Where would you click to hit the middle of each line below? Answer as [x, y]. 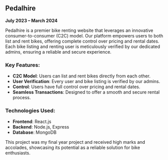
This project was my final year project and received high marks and [75, 142]
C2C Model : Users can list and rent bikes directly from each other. [81, 76]
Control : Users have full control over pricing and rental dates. [76, 87]
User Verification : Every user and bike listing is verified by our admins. [86, 82]
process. [22, 98]
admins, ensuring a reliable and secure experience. [59, 52]
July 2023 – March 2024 [32, 20]
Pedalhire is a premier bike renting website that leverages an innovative [79, 30]
